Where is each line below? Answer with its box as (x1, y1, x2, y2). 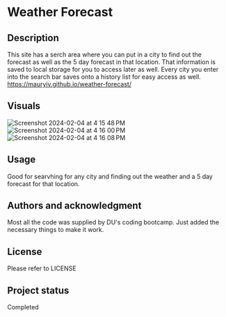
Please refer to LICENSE (7, 264, 76, 272)
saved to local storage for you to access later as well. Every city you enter (7, 65, 219, 73)
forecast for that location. (7, 179, 80, 188)
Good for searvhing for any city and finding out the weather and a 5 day (7, 172, 213, 180)
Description (7, 32, 59, 44)
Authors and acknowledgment (7, 200, 142, 212)
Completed (7, 303, 40, 311)
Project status (7, 284, 70, 296)
